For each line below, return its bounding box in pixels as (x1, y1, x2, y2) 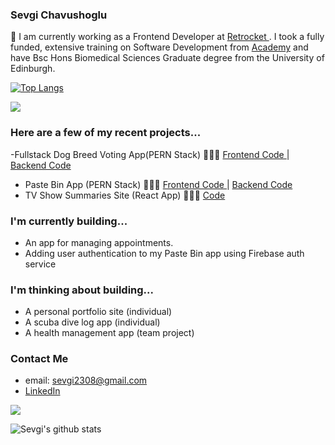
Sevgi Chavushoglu (10, 8, 108, 22)
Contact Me (10, 352, 69, 366)
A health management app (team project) (24, 327, 195, 339)
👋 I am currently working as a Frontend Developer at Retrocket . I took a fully (10, 31, 325, 43)
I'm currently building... (10, 214, 128, 228)
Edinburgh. (10, 63, 56, 75)
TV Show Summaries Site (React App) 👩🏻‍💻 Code (24, 189, 226, 201)
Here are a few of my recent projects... (10, 126, 202, 140)
